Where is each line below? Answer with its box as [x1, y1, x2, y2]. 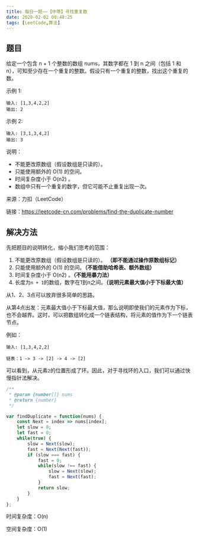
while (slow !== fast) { [37, 463, 97, 469]
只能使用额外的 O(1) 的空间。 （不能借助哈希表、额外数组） [14, 264, 155, 271]
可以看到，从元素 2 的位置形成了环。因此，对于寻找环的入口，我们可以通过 [6, 367, 185, 374]
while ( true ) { [17, 435, 52, 441]
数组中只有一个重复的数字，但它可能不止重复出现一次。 [14, 183, 150, 190]
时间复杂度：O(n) [6, 513, 49, 520]
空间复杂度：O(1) [6, 526, 47, 533]
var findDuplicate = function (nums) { [6, 413, 102, 419]
